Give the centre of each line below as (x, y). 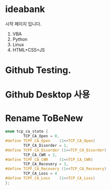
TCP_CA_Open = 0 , (41, 136)
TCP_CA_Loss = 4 (40, 174)
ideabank (25, 9)
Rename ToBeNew (44, 118)
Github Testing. (38, 70)
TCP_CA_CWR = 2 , (40, 155)
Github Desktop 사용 (48, 95)
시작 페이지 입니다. (23, 24)
